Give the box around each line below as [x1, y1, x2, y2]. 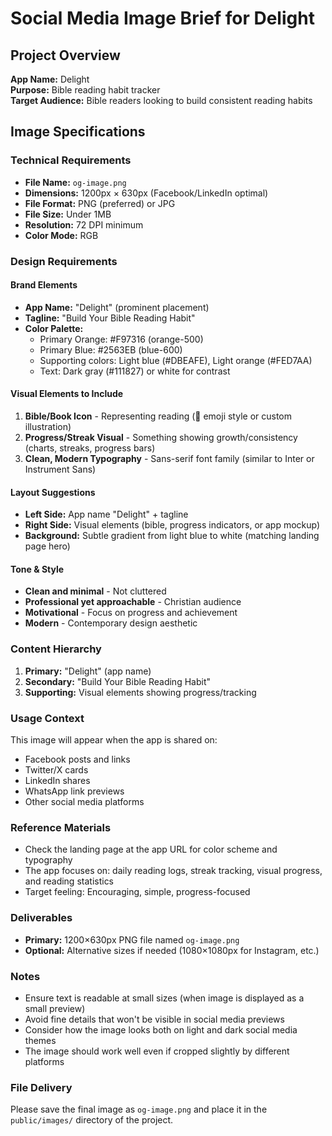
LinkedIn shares [24, 775, 91, 787]
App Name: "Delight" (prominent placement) [24, 301, 210, 313]
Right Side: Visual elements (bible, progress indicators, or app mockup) [24, 519, 321, 531]
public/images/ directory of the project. [10, 1114, 174, 1126]
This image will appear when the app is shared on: [10, 734, 218, 746]
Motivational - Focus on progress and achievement [24, 607, 238, 619]
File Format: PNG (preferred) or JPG [24, 197, 176, 209]
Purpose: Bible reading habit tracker [10, 84, 161, 96]
